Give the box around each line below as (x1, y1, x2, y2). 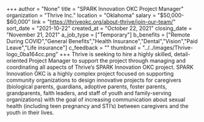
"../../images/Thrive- (142, 44, 194, 51)
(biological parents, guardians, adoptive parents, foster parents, (6, 83, 167, 90)
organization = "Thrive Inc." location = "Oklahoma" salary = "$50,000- (6, 12, 184, 19)
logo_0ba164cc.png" (6, 51, 58, 57)
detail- (173, 51, 191, 57)
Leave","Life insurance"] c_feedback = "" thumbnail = (6, 44, 142, 51)
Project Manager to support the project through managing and (28, 57, 186, 64)
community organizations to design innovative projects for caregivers (6, 76, 182, 84)
